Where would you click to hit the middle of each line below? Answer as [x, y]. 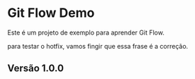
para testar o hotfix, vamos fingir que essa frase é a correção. [98, 46]
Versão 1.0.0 [35, 68]
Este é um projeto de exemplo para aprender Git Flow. [86, 32]
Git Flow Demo [51, 13]
